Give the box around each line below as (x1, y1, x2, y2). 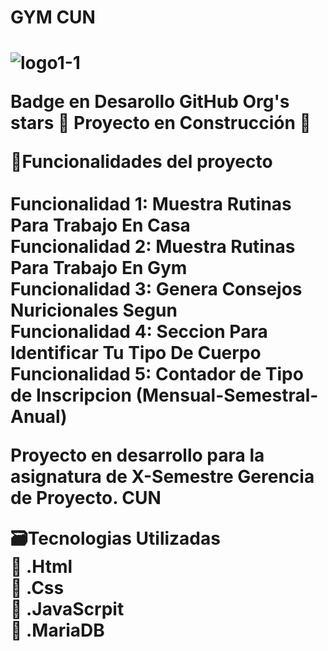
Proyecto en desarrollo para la (10, 444, 265, 467)
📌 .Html (10, 556, 73, 578)
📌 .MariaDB (10, 619, 105, 642)
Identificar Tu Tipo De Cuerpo (10, 342, 262, 365)
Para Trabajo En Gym (10, 257, 188, 280)
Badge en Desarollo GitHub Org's (10, 91, 290, 113)
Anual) (10, 406, 68, 428)
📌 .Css (10, 577, 65, 600)
